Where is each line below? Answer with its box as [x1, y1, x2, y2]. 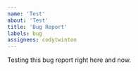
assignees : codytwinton [7, 37, 77, 44]
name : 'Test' [7, 10, 46, 18]
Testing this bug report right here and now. [7, 56, 132, 64]
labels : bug [7, 30, 42, 37]
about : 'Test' [7, 17, 49, 24]
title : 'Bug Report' [7, 23, 68, 30]
